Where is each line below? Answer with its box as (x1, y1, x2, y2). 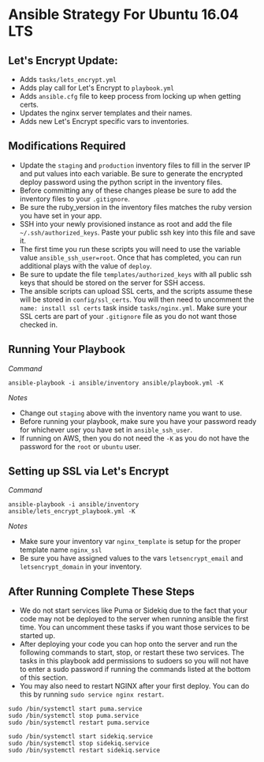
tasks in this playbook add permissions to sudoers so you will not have (19, 656, 249, 666)
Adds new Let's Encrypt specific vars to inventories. (19, 117, 189, 126)
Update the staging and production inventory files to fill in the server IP (19, 160, 251, 170)
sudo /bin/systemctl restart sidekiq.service (8, 746, 160, 755)
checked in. (19, 320, 58, 329)
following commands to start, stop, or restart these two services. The (19, 648, 244, 657)
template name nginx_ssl (19, 545, 102, 554)
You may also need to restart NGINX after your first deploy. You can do (19, 681, 250, 691)
